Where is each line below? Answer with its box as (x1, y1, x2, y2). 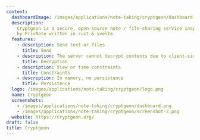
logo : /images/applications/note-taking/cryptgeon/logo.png (11, 86, 164, 92)
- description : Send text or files (17, 42, 105, 48)
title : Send (21, 48, 52, 54)
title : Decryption (21, 58, 68, 64)
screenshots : (11, 97, 44, 103)
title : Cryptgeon (6, 125, 49, 131)
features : (11, 36, 36, 42)
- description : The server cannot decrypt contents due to (17, 53, 167, 59)
